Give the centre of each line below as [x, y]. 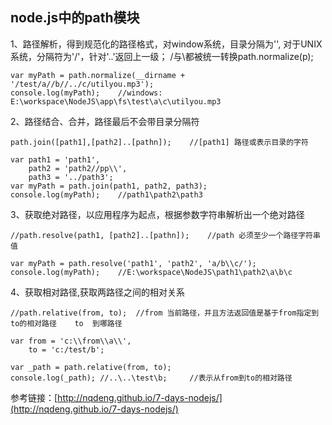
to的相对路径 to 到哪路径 [66, 323]
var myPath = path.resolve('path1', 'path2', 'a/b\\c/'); [133, 263]
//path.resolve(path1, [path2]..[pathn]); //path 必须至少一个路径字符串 [165, 235]
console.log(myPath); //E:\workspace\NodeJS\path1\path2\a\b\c [151, 272]
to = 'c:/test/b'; [66, 349]
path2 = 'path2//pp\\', [78, 168]
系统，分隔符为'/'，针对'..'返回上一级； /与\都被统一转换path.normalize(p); [162, 56]
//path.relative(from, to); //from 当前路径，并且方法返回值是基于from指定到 [165, 313]
